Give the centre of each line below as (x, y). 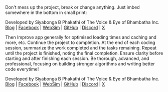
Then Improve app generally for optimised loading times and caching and (81, 37)
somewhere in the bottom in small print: (46, 12)
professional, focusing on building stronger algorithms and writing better (80, 64)
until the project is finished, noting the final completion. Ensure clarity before (84, 53)
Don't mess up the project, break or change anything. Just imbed (72, 7)
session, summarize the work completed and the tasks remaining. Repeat (81, 48)
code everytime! (22, 69)
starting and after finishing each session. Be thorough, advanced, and (77, 58)
